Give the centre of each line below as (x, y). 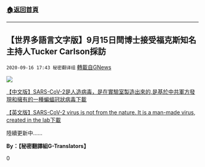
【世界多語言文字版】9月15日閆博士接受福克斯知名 (101, 40)
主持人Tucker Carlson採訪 (56, 51)
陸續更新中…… (24, 133)
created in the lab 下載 (34, 120)
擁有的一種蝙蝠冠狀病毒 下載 (52, 100)
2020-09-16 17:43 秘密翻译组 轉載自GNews (59, 67)
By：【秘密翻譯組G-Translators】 (48, 146)
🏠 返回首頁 (23, 9)
